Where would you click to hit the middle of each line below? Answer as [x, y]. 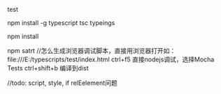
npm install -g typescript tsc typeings [61, 23]
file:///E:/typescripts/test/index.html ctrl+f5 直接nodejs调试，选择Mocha [111, 59]
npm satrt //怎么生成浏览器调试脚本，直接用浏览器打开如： [92, 50]
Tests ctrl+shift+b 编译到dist [48, 68]
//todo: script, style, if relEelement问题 [62, 83]
